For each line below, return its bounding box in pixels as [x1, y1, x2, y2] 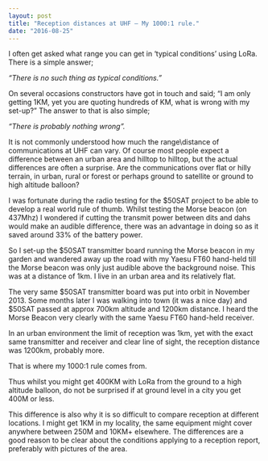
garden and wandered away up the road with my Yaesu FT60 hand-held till [8, 254, 257, 264]
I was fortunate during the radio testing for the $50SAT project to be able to [8, 195, 259, 206]
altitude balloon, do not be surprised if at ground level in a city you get [8, 385, 241, 396]
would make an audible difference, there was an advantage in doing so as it [8, 221, 259, 231]
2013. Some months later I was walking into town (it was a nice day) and [8, 295, 247, 305]
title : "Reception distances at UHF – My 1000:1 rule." [8, 19, 200, 27]
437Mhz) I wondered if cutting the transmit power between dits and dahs [8, 213, 251, 223]
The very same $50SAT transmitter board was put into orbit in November [8, 287, 250, 297]
